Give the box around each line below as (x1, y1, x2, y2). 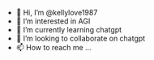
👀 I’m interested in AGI (15, 16, 91, 26)
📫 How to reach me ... (15, 43, 92, 52)
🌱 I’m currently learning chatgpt (15, 25, 122, 34)
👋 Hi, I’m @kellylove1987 (15, 8, 98, 17)
